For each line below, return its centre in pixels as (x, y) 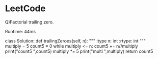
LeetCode (25, 9)
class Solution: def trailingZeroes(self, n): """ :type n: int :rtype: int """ (75, 41)
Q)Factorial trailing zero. (29, 22)
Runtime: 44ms (20, 31)
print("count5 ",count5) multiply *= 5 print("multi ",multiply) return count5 (79, 51)
